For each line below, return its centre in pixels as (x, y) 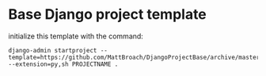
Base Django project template (108, 14)
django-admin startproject (53, 50)
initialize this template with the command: (76, 36)
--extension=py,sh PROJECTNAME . (63, 64)
